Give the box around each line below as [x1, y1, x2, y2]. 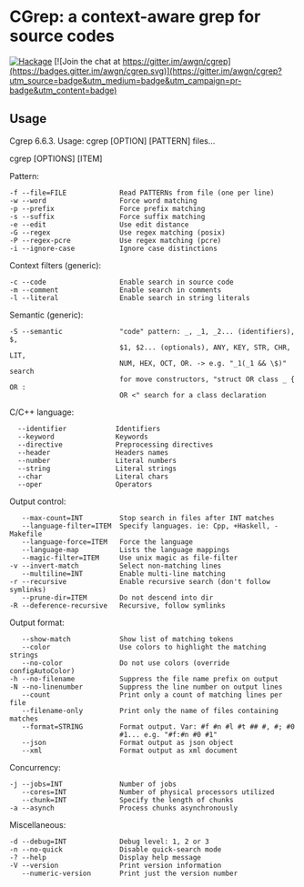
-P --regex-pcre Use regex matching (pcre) [9, 236, 222, 245]
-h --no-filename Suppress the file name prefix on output [9, 674, 279, 683]
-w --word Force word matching [9, 196, 198, 206]
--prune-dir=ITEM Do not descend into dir [21, 593, 214, 602]
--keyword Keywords [17, 432, 148, 441]
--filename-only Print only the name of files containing [21, 706, 279, 715]
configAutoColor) [9, 666, 76, 675]
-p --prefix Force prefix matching [9, 204, 206, 213]
